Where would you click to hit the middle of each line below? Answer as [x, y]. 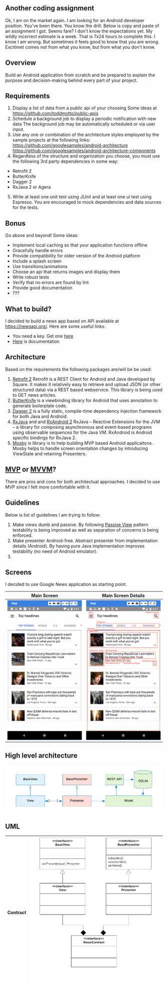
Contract [17, 913]
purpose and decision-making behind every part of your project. [71, 80]
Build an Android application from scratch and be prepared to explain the [80, 75]
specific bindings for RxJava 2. [44, 438]
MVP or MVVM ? [31, 470]
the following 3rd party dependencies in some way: [65, 161]
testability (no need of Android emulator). [55, 551]
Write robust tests [31, 277]
